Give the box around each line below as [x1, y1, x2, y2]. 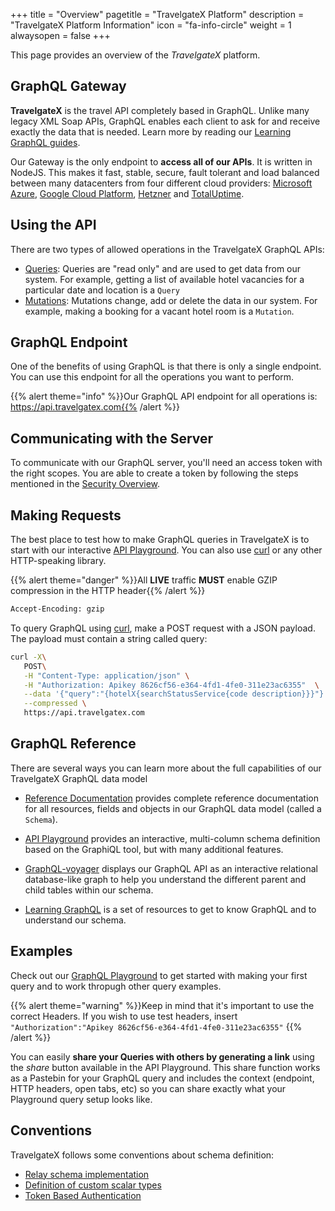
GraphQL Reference [10, 735, 137, 753]
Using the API [10, 217, 97, 234]
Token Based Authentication [24, 1189, 142, 1201]
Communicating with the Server [10, 430, 214, 447]
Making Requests [10, 507, 122, 524]
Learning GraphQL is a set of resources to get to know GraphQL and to [24, 903, 317, 915]
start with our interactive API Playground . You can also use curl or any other [10, 544, 323, 556]
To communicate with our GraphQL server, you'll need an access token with [10, 457, 323, 469]
